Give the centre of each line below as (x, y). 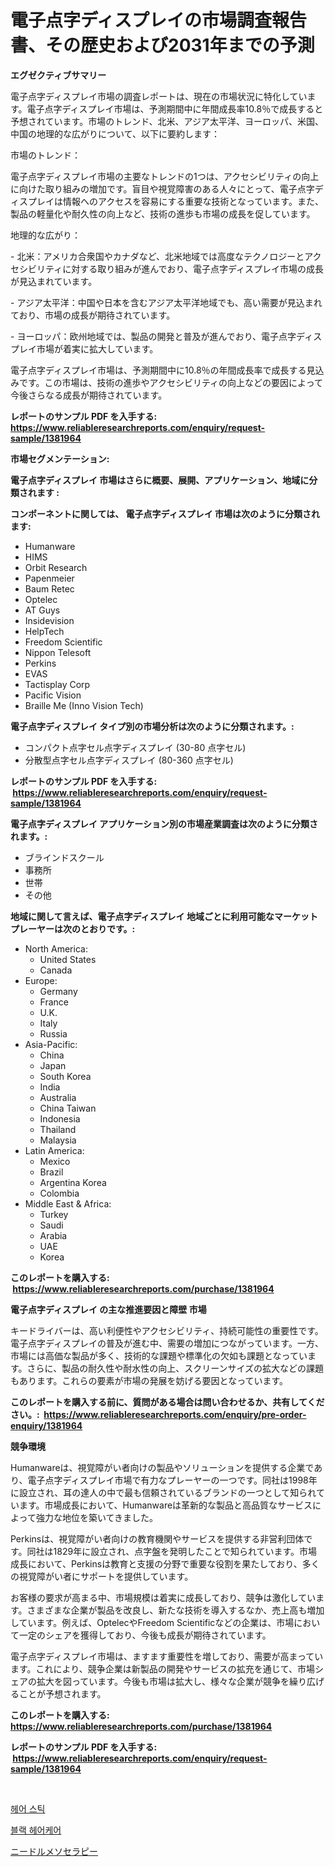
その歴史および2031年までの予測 (180, 45)
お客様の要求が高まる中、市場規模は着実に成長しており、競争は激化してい (163, 1597)
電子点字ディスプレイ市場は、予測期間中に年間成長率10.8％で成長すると (175, 108)
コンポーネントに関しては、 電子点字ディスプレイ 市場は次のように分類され (165, 513)
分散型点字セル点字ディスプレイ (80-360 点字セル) (129, 760)
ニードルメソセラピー (54, 1851)
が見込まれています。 (54, 281)
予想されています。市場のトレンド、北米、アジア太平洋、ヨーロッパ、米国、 (167, 121)
